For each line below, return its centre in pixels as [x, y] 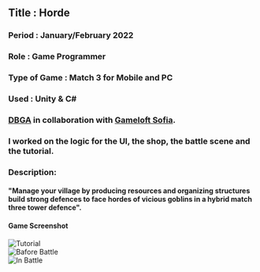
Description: [32, 172]
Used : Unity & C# [43, 99]
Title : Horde [39, 13]
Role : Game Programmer [57, 57]
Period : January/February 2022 [71, 35]
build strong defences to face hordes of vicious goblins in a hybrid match [130, 199]
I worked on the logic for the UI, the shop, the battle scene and [129, 141]
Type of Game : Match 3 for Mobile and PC [91, 78]
